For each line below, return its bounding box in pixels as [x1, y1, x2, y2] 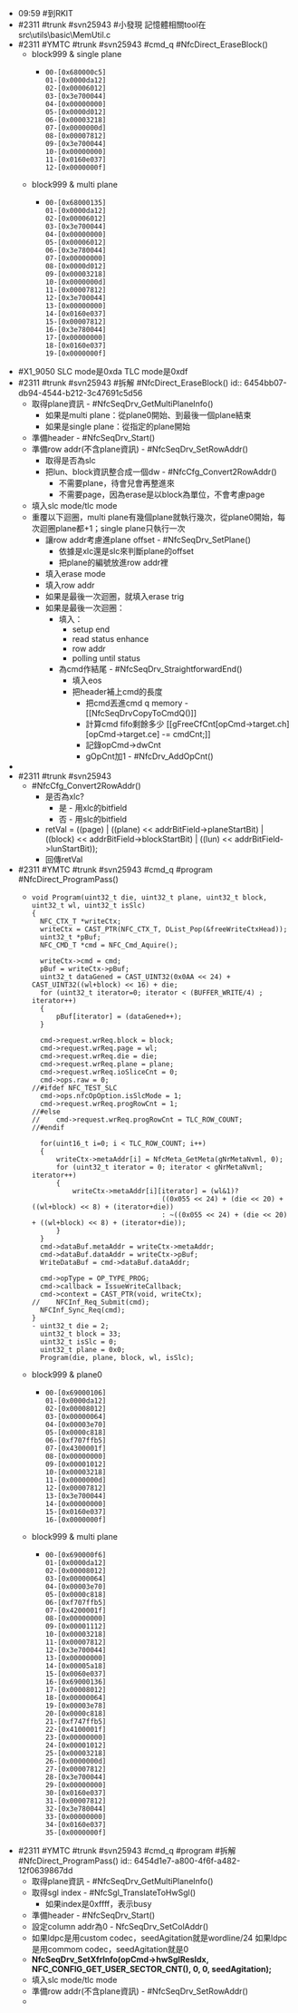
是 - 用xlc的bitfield [58, 802, 128, 813]
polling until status [72, 653, 140, 664]
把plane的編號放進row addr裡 [58, 557, 169, 568]
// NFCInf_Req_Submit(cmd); [31, 1298, 150, 1307]
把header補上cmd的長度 [72, 686, 163, 696]
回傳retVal [44, 854, 83, 864]
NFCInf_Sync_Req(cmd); [39, 1306, 126, 1315]
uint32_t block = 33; [39, 1329, 122, 1338]
